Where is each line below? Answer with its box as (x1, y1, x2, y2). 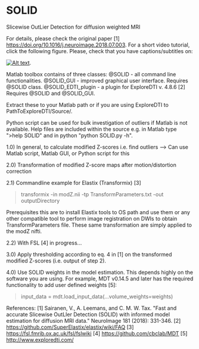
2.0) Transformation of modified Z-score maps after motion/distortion (6, 161, 177, 168)
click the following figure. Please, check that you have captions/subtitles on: (6, 47, 193, 54)
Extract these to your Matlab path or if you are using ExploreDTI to (6, 101, 169, 108)
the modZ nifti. (6, 227, 42, 234)
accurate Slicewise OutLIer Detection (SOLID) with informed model (6, 311, 170, 318)
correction (6, 168, 32, 175)
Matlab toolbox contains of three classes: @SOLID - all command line (6, 70, 176, 78)
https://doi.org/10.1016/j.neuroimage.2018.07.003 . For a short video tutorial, (6, 41, 190, 48)
